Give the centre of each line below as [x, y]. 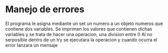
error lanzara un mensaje [32, 45]
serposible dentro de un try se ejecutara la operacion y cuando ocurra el [81, 40]
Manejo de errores [45, 9]
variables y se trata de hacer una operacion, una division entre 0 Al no [79, 34]
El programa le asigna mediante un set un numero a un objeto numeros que [84, 23]
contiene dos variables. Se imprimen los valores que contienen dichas [79, 29]
